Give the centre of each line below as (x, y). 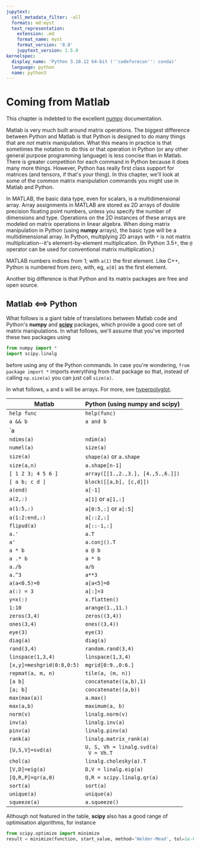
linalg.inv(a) (105, 722)
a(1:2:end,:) (28, 517)
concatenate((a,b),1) (116, 681)
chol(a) (20, 761)
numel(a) (21, 447)
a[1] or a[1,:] (105, 499)
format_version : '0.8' (45, 45)
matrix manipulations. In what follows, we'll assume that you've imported (95, 331)
